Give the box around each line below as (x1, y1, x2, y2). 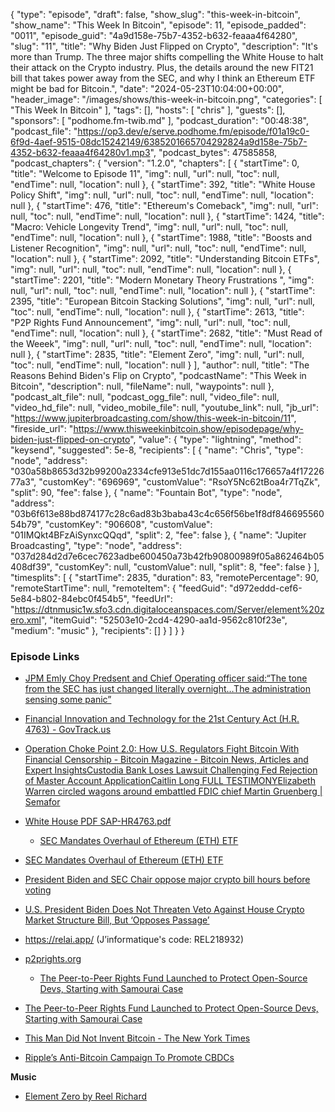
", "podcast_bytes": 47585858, (149, 147, 278, 158)
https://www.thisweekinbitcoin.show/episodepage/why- (73, 423, 304, 434)
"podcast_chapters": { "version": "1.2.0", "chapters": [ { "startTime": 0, (10, 157, 300, 169)
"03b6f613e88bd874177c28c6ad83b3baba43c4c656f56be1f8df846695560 (10, 508, 325, 519)
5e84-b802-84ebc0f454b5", (10, 593, 130, 604)
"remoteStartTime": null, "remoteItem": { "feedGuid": (10, 582, 228, 594)
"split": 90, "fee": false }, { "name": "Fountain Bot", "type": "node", (10, 487, 283, 498)
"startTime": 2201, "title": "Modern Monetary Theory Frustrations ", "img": (10, 274, 315, 286)
